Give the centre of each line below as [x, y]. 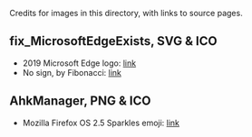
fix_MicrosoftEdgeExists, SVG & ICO [113, 41]
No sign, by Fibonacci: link [72, 72]
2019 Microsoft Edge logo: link [79, 63]
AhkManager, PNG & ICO [80, 101]
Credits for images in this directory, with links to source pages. [126, 13]
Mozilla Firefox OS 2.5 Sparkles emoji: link [101, 123]
